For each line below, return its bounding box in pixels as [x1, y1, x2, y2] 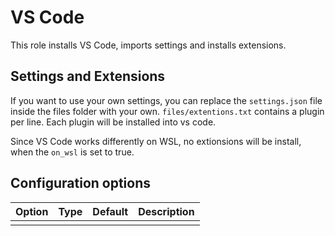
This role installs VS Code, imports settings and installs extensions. [10, 39, 287, 51]
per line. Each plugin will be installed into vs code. [10, 116, 217, 128]
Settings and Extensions [10, 68, 166, 85]
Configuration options [10, 175, 152, 192]
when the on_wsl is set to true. [10, 146, 135, 158]
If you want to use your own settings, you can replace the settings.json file [10, 94, 323, 106]
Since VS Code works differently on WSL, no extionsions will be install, [10, 135, 302, 147]
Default [92, 204, 129, 218]
